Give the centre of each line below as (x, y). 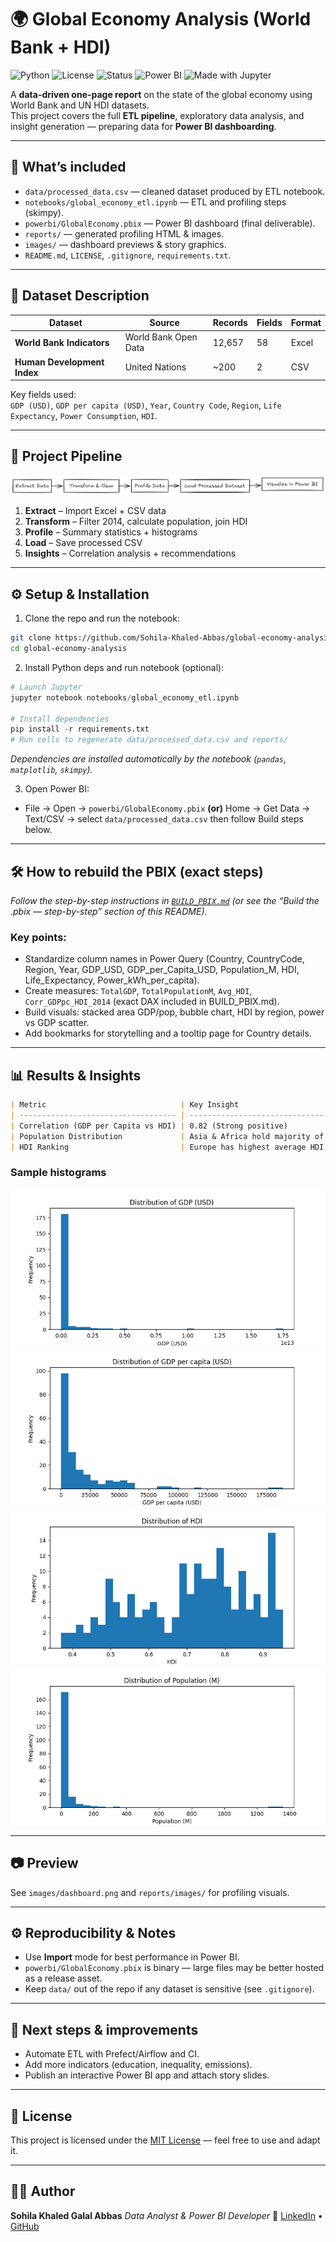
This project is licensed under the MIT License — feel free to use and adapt (165, 2140)
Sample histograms (58, 1173)
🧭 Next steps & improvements (104, 2029)
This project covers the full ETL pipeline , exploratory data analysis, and (157, 115)
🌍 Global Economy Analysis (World (161, 19)
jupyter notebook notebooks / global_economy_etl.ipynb (125, 697)
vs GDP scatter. (57, 1023)
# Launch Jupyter (46, 687)
